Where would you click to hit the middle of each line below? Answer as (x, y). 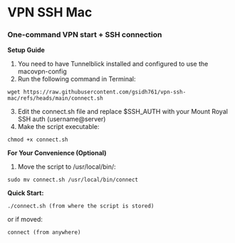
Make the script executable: (58, 127)
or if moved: (25, 219)
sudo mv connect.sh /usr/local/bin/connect (73, 180)
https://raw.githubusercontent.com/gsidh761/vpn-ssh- (105, 92)
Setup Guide (26, 50)
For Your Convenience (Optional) (57, 153)
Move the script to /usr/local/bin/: (67, 167)
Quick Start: (26, 193)
